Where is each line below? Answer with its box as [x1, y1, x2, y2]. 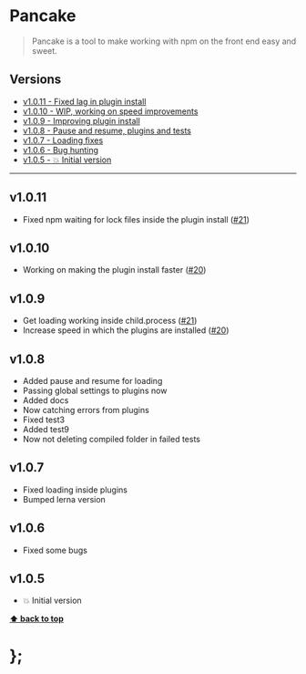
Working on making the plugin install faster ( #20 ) [22, 264, 207, 275]
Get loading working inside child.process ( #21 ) [22, 316, 198, 327]
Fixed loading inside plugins [22, 484, 127, 495]
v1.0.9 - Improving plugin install [22, 115, 141, 126]
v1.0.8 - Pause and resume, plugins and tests [22, 125, 191, 136]
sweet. [31, 45, 57, 56]
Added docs [22, 395, 69, 406]
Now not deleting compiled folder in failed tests [22, 434, 201, 444]
